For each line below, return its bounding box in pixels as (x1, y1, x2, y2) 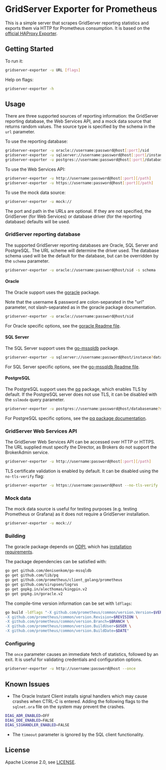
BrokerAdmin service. (5, 449, 49, 455)
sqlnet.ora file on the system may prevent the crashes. (12, 704, 125, 710)
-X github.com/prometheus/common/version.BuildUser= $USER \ (5, 624, 132, 629)
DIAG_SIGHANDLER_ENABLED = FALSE (5, 722, 70, 727)
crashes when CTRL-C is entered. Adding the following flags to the (12, 699, 149, 705)
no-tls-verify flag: (5, 473, 44, 479)
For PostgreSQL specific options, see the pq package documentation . (5, 415, 147, 421)
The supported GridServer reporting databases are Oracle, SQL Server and (5, 242, 158, 248)
